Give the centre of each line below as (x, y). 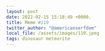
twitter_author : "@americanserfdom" (51, 28)
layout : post (22, 11)
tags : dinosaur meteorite (38, 39)
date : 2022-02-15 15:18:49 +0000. (49, 17)
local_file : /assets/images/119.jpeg (53, 33)
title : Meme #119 (28, 22)
